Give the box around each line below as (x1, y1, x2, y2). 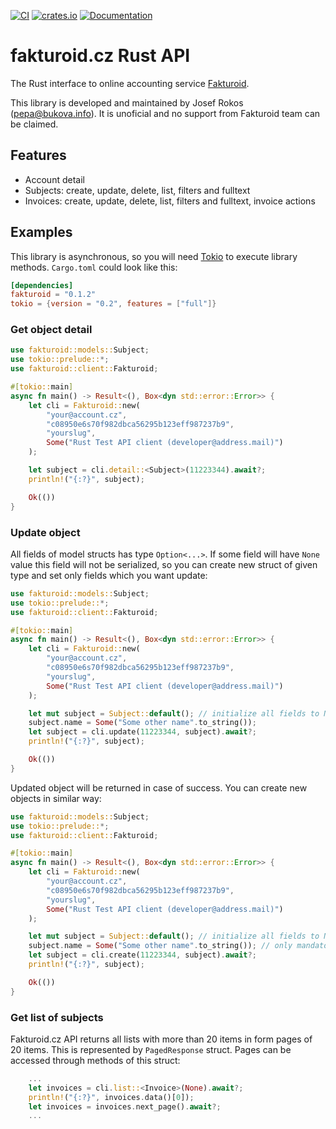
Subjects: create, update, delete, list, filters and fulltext (24, 184, 251, 196)
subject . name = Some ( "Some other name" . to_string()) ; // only (28, 941, 293, 951)
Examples (10, 224, 73, 241)
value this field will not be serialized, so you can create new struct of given (10, 558, 318, 570)
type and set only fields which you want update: (10, 569, 208, 581)
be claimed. (10, 118, 59, 130)
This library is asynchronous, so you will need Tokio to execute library (10, 250, 298, 262)
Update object (10, 525, 81, 539)
